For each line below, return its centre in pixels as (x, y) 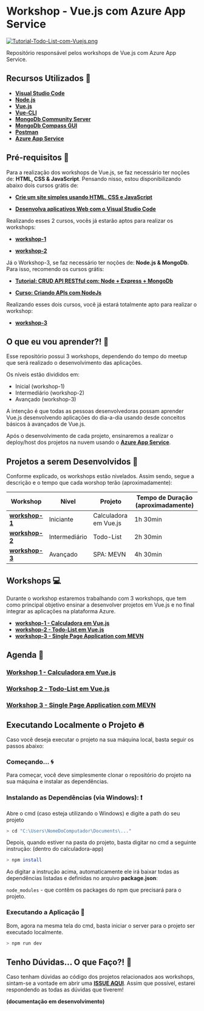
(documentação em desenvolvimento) (56, 1002)
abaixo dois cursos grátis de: (42, 185)
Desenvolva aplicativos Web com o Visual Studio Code (85, 209)
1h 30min (148, 520)
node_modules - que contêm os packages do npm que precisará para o (94, 890)
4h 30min (148, 554)
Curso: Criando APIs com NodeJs (58, 292)
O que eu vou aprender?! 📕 (58, 341)
